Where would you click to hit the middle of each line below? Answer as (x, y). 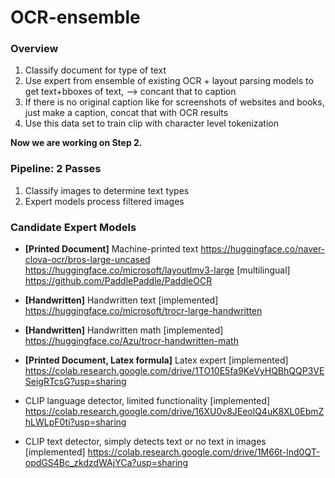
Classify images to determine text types (107, 190)
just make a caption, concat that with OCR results (126, 113)
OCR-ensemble (75, 17)
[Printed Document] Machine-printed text (111, 249)
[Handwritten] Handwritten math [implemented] (124, 330)
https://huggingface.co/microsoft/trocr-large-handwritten (143, 311)
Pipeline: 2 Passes (56, 169)
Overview (34, 49)
